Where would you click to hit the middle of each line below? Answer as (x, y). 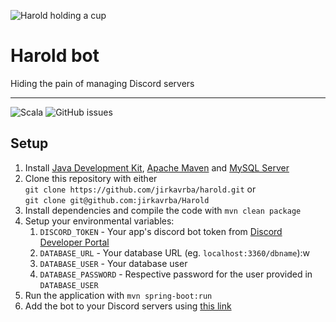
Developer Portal (74, 242)
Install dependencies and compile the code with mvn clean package (163, 210)
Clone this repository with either (91, 178)
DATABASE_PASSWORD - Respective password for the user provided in (176, 274)
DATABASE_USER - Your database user (113, 263)
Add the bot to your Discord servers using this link (128, 306)
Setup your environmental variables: (99, 221)
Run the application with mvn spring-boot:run (118, 295)
